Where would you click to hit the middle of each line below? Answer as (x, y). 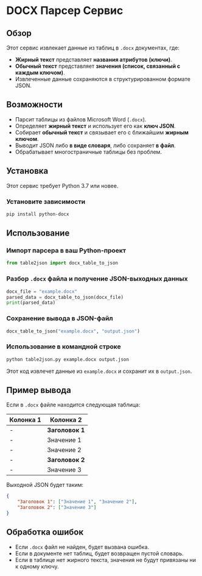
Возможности (34, 105)
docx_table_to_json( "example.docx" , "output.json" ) (73, 331)
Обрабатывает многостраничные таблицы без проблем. (89, 152)
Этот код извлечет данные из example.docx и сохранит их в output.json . (99, 371)
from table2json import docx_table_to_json (62, 263)
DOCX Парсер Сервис (65, 11)
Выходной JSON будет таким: (45, 485)
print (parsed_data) (31, 303)
